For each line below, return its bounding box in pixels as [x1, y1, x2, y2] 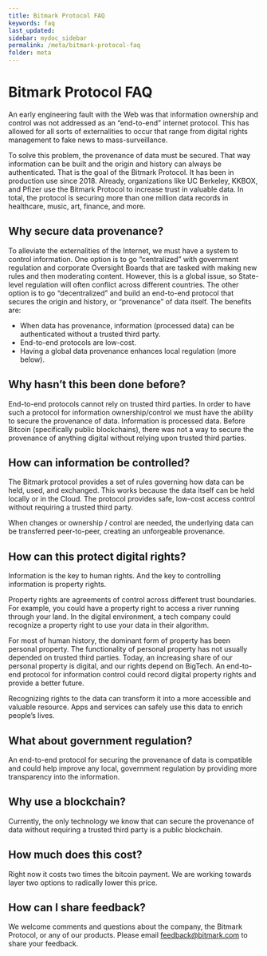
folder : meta [8, 49, 52, 57]
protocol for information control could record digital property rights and [22, 670, 257, 680]
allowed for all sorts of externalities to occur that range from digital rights [8, 126, 249, 136]
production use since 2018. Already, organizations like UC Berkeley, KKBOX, [8, 176, 258, 185]
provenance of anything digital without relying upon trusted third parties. [8, 433, 247, 442]
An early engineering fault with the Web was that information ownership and [8, 109, 259, 119]
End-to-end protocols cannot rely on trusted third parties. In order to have [8, 399, 251, 408]
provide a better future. [8, 678, 85, 688]
